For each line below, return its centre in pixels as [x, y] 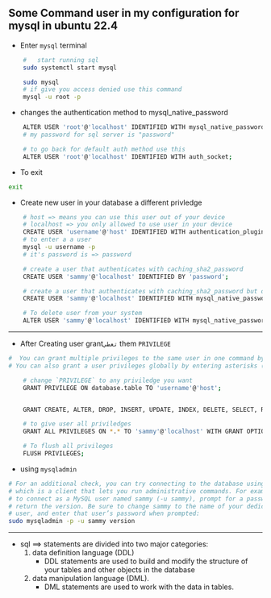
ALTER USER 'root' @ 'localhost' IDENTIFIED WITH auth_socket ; [127, 156]
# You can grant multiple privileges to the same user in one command [131, 359]
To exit [31, 172]
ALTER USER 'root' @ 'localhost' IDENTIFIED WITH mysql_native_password [144, 127]
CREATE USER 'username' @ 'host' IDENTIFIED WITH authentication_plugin [144, 232]
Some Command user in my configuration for [124, 13]
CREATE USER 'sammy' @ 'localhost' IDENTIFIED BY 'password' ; [126, 276]
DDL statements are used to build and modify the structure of [146, 561]
